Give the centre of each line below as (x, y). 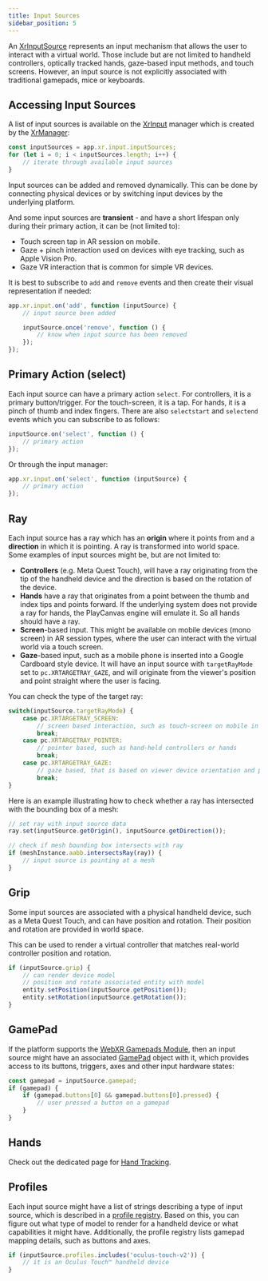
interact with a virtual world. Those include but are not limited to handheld (130, 54)
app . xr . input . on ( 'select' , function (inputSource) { (98, 479)
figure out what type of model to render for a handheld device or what (123, 1223)
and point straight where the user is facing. (91, 680)
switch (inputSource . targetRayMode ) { (71, 711)
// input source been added (69, 313)
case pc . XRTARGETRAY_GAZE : (67, 763)
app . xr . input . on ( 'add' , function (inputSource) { (93, 305)
